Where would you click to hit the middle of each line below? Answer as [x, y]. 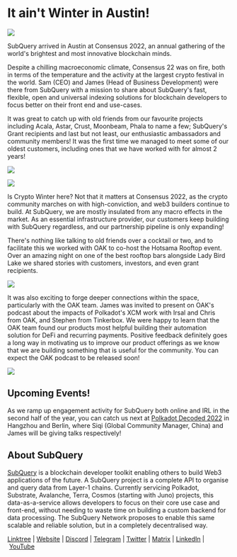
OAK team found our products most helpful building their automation [107, 327]
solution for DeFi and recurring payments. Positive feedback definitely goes [117, 335]
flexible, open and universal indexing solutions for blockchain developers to [117, 97]
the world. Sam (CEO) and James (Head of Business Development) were [113, 82]
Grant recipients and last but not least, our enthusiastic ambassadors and [114, 133]
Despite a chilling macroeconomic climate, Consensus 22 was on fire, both [116, 67]
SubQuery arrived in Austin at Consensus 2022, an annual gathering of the [116, 46]
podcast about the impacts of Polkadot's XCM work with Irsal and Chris [111, 313]
